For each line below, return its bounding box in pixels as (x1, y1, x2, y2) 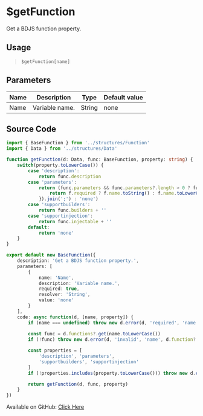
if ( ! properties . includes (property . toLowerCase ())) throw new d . (28, 370, 196, 376)
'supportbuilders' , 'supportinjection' (38, 358, 139, 365)
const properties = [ (28, 347, 83, 354)
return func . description (38, 173, 101, 179)
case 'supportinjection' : (28, 213, 94, 219)
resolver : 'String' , (38, 292, 91, 298)
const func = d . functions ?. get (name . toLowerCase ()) (28, 331, 161, 337)
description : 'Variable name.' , (38, 280, 120, 286)
